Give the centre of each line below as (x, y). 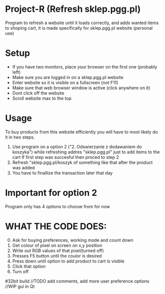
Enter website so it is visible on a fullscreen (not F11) (65, 82)
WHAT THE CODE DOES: (56, 226)
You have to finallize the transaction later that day (62, 173)
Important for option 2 (51, 193)
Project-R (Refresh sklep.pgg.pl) (73, 9)
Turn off (20, 271)
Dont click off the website (38, 93)
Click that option (29, 266)
